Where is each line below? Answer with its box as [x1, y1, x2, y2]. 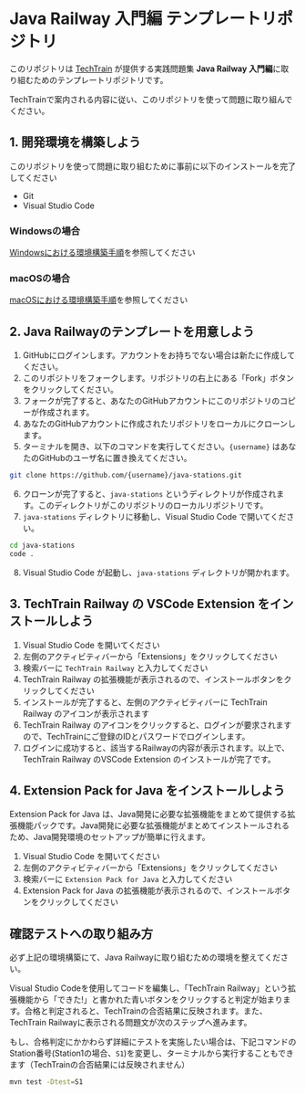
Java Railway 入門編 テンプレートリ [9, 8, 278, 29]
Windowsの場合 [9, 225, 80, 237]
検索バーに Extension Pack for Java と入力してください [22, 874, 233, 885]
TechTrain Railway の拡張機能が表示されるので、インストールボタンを [22, 673, 284, 685]
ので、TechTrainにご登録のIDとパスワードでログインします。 [22, 731, 250, 742]
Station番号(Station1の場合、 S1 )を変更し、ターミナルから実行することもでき [9, 1047, 294, 1059]
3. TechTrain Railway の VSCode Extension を [9, 596, 270, 612]
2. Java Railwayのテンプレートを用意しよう [9, 323, 255, 339]
